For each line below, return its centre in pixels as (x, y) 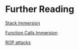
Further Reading (40, 9)
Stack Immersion (23, 23)
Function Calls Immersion (31, 32)
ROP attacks (18, 42)
